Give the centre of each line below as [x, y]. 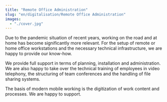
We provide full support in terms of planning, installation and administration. [83, 63]
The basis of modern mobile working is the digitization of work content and [82, 89]
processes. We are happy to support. [43, 94]
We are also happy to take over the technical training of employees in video [83, 69]
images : [13, 19]
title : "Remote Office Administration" [47, 10]
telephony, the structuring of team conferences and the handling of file [78, 74]
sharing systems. [23, 79]
